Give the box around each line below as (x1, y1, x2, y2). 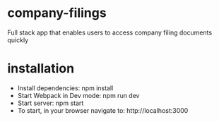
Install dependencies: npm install (17, 83, 114, 92)
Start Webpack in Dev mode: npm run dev (17, 91, 140, 99)
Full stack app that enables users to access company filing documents (7, 28, 213, 37)
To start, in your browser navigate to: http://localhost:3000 (17, 106, 189, 114)
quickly (7, 35, 29, 44)
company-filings (7, 5, 107, 21)
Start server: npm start (17, 99, 84, 107)
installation (7, 61, 75, 77)
